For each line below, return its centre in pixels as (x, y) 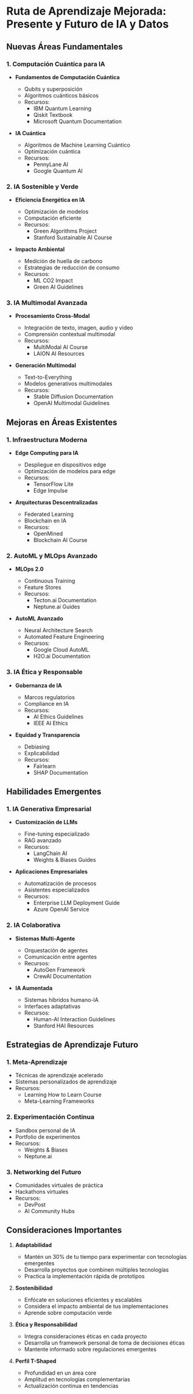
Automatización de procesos (60, 884)
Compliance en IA (46, 703)
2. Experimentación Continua (50, 1117)
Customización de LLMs (46, 822)
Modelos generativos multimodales (68, 384)
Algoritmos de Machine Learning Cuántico (77, 145)
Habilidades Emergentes (54, 792)
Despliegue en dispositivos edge (65, 465)
